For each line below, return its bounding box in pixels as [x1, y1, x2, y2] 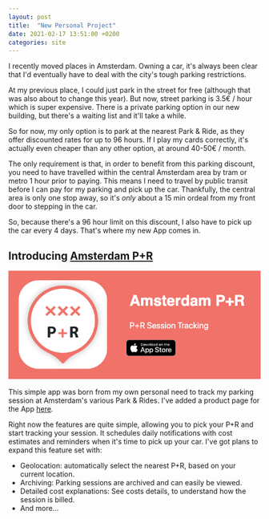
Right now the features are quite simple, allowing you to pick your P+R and [8, 420, 254, 429]
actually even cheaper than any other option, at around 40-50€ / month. [8, 144, 247, 153]
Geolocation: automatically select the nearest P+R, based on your [19, 461, 236, 471]
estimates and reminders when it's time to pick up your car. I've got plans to [8, 437, 259, 447]
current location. [19, 469, 75, 479]
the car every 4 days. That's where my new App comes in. [8, 225, 201, 236]
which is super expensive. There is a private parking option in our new [8, 103, 240, 112]
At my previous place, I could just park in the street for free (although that [8, 85, 251, 95]
